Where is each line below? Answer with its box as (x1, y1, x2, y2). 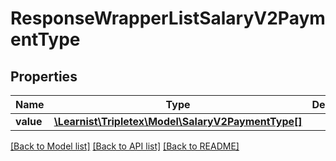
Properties (10, 68, 78, 85)
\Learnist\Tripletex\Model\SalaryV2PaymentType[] (53, 115, 303, 128)
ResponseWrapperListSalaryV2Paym (10, 7, 326, 30)
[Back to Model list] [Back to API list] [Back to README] (10, 140, 240, 152)
